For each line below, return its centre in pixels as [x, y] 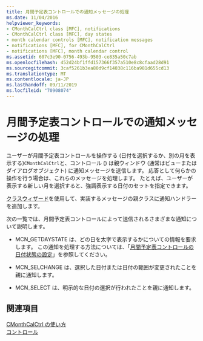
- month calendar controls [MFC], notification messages [80, 40]
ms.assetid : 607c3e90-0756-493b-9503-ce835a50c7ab [72, 57]
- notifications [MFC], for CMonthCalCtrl [61, 46]
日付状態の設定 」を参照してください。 [63, 254]
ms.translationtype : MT [36, 74]
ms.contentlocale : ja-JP [38, 79]
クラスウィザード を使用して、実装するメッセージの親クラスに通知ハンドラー [101, 198]
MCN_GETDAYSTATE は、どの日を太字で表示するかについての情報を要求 [105, 239]
